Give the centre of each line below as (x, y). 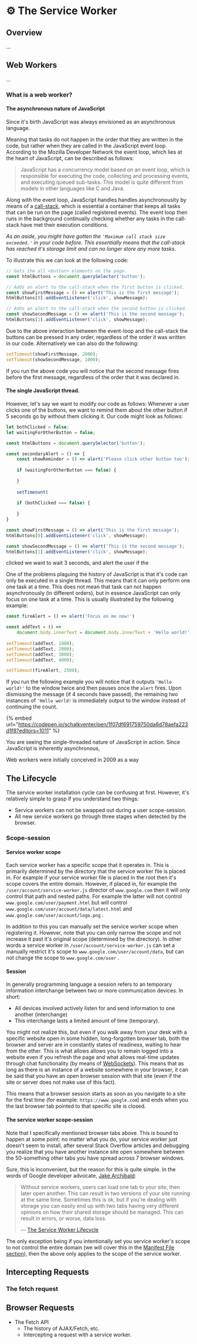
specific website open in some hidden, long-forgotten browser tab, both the (98, 1038)
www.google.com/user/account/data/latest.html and (69, 909)
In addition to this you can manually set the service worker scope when (92, 926)
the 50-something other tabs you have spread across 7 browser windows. (95, 1158)
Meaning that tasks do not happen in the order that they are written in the (95, 139)
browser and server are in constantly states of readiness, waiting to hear (94, 1045)
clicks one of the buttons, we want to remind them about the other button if (97, 410)
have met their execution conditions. (64, 224)
